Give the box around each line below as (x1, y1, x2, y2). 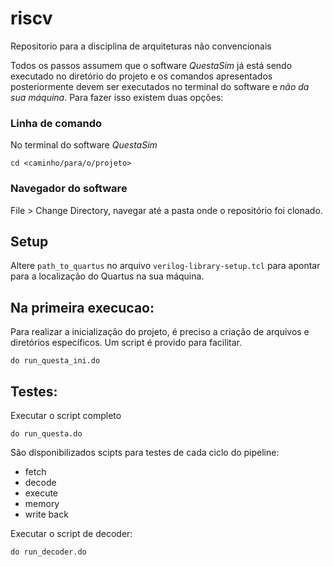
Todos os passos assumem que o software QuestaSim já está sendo (10, 59, 293, 71)
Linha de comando (10, 116, 102, 130)
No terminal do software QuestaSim (10, 139, 158, 151)
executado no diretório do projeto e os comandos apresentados (10, 70, 273, 82)
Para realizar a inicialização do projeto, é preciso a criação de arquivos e (10, 326, 310, 338)
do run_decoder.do (10, 547, 87, 557)
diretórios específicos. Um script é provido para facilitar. (10, 337, 242, 349)
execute (24, 487, 59, 499)
